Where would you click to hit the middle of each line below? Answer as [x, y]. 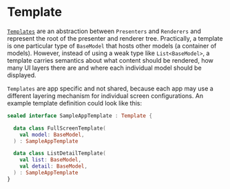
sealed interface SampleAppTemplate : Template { [80, 116]
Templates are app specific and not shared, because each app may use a [110, 88]
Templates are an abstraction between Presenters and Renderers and [104, 31]
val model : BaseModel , [52, 135]
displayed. [22, 75]
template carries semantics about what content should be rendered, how [110, 60]
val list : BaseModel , [50, 160]
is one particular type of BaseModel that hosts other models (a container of [112, 46]
